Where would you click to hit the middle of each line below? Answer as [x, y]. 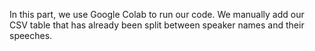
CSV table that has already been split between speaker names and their [157, 25]
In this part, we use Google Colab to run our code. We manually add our [157, 14]
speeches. [31, 35]
